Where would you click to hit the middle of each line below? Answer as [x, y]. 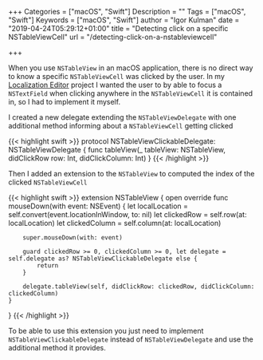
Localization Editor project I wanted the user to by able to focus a [115, 85]
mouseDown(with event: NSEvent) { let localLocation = [98, 206]
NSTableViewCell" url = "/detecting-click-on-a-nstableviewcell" [113, 37]
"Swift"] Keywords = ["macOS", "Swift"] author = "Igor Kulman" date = [124, 20]
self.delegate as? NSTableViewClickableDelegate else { [103, 259]
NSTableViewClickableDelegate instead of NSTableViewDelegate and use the [131, 339]
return [48, 266]
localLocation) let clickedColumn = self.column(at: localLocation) [115, 223]
